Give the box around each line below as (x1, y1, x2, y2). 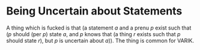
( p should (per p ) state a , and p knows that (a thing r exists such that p (6, 30, 181, 37)
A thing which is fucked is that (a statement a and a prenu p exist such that (6, 24, 192, 31)
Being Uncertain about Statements (6, 4, 183, 18)
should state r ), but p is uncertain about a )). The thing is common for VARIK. (6, 37, 195, 44)
